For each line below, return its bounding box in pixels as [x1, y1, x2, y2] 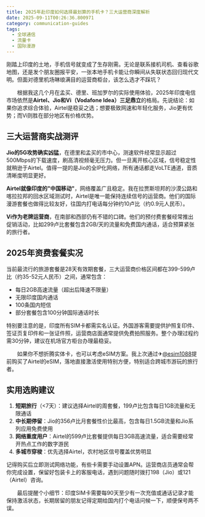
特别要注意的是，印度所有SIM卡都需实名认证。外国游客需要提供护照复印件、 [6, 321, 198, 329]
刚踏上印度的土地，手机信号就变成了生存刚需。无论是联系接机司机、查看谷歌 [6, 61, 199, 68]
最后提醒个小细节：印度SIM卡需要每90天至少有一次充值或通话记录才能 [16, 490, 194, 497]
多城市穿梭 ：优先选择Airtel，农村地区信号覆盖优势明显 [15, 448, 152, 455]
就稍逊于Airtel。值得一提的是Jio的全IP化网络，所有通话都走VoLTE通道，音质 [6, 164, 198, 171]
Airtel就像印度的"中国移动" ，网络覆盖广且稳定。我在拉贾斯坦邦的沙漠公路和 [6, 185, 198, 192]
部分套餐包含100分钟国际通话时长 [15, 309, 99, 316]
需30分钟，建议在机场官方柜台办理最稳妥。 [6, 337, 115, 344]
